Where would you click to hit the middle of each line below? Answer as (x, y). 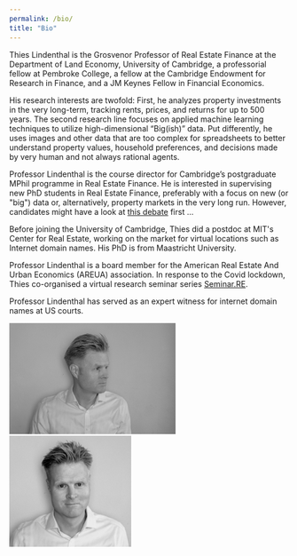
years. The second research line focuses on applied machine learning (137, 119)
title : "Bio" (33, 28)
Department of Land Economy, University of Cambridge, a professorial (138, 64)
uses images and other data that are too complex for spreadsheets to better (148, 138)
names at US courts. (47, 310)
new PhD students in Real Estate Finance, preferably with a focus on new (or (149, 193)
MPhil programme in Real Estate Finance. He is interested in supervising (141, 183)
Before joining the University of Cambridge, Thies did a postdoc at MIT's (141, 229)
